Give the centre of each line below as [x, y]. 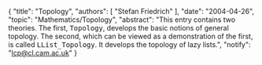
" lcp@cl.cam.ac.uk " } [43, 53]
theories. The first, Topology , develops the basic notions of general [119, 28]
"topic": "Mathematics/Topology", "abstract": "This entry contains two [122, 20]
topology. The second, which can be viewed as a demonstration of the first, [131, 36]
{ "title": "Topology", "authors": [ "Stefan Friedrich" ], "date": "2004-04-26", [131, 11]
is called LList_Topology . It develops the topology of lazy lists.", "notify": [129, 45]
